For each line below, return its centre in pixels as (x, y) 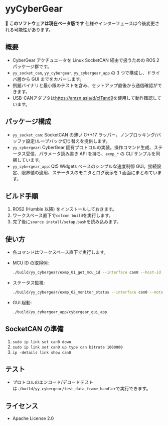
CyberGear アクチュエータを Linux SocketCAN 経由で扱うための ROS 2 (86, 60)
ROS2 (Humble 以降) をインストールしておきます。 (64, 209)
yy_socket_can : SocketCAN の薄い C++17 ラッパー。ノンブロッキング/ (85, 134)
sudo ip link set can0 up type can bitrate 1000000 (67, 347)
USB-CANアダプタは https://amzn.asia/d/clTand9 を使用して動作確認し (85, 98)
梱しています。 (28, 160)
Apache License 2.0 (33, 418)
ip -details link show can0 (42, 352)
